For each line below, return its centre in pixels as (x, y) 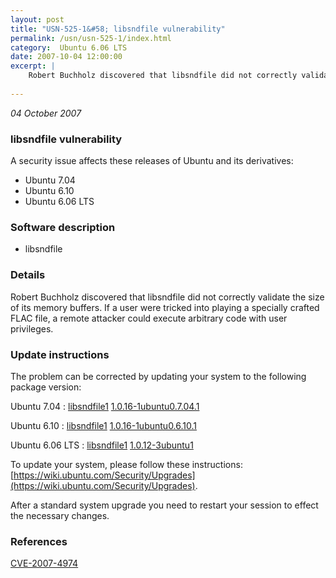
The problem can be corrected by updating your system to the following (158, 376)
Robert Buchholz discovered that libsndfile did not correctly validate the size (167, 297)
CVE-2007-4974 (44, 563)
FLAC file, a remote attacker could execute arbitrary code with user (149, 318)
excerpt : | (33, 66)
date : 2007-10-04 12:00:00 (66, 57)
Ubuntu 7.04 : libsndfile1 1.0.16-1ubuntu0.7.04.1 (105, 406)
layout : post (37, 19)
